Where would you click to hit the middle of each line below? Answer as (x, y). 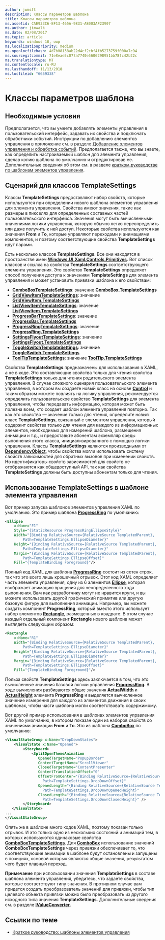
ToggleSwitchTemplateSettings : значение (56, 347)
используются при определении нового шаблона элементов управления (82, 202)
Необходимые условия (43, 116)
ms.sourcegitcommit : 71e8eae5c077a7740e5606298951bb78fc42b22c (71, 55)
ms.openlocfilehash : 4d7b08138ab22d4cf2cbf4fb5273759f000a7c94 (71, 51)
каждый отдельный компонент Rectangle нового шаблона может (74, 619)
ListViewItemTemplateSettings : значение (55, 305)
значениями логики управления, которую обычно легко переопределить (82, 223)
